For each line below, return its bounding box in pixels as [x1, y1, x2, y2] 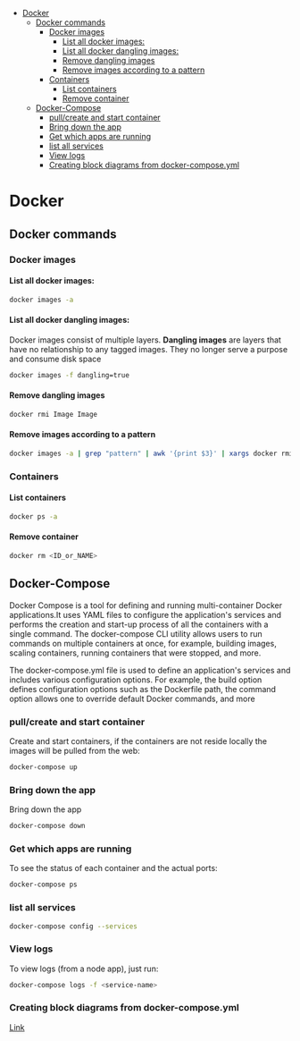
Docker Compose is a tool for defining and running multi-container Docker [9, 599, 283, 611]
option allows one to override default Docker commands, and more [9, 693, 256, 704]
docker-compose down [9, 822, 87, 831]
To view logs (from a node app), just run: [9, 963, 159, 974]
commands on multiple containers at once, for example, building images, [9, 638, 277, 648]
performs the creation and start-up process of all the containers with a [9, 619, 269, 630]
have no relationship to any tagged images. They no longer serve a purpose [9, 343, 288, 354]
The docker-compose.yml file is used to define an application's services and [9, 664, 291, 675]
